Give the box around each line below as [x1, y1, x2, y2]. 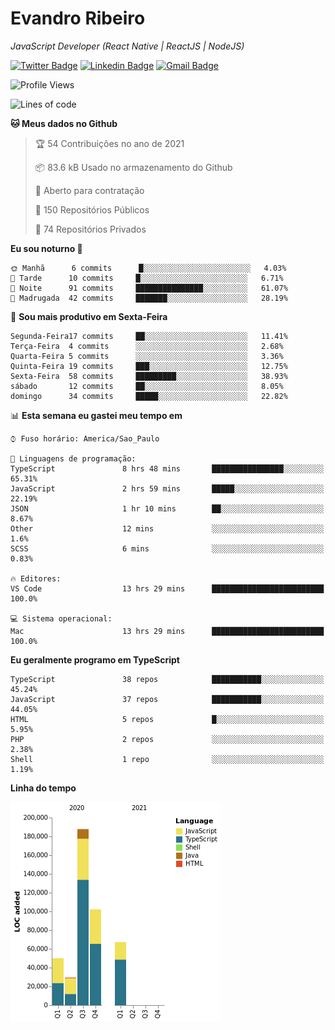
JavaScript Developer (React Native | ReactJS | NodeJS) [10, 40, 245, 52]
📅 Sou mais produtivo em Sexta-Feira [10, 310, 168, 322]
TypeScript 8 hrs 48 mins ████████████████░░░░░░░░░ [10, 463, 325, 474]
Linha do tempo [10, 782, 77, 794]
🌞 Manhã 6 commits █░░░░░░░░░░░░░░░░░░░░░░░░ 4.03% [10, 263, 287, 273]
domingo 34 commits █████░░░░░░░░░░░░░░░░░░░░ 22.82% [10, 391, 288, 401]
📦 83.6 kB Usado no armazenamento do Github [34, 161, 233, 173]
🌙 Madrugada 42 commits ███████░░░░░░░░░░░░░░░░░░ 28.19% [10, 293, 288, 303]
